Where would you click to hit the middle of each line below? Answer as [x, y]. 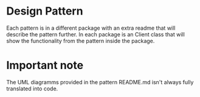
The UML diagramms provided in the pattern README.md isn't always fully [100, 82]
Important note [45, 65]
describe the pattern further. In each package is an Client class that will [96, 34]
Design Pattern [45, 11]
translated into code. [32, 89]
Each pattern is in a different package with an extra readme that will [91, 28]
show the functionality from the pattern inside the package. [81, 41]
